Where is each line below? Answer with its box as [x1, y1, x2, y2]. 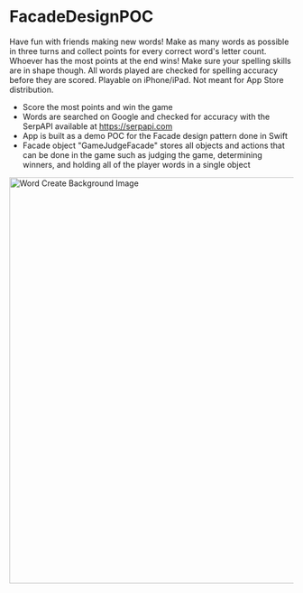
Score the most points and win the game [22, 101, 173, 112]
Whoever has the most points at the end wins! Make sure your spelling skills [9, 55, 291, 66]
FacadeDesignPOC [9, 6, 154, 27]
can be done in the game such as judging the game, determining [22, 149, 263, 160]
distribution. [9, 84, 54, 95]
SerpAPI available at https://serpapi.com [22, 120, 173, 132]
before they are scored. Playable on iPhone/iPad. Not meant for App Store [9, 74, 284, 85]
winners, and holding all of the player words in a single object [22, 159, 251, 170]
